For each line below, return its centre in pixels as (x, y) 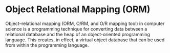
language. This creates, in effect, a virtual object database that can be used (85, 40)
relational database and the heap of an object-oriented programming (78, 34)
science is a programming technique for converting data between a (76, 29)
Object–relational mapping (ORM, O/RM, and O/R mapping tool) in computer (85, 23)
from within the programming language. (47, 45)
